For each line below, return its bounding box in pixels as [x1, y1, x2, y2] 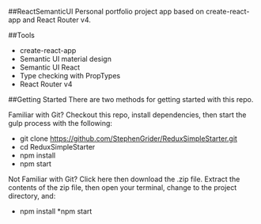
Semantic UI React [19, 63, 81, 72]
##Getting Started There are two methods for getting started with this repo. [8, 95, 254, 104]
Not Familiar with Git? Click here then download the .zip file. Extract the [8, 174, 240, 184]
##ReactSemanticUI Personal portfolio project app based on [8, 7, 204, 16]
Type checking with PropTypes [19, 71, 121, 80]
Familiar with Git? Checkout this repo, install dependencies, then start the [8, 110, 247, 120]
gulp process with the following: [8, 119, 113, 127]
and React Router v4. [22, 15, 91, 25]
